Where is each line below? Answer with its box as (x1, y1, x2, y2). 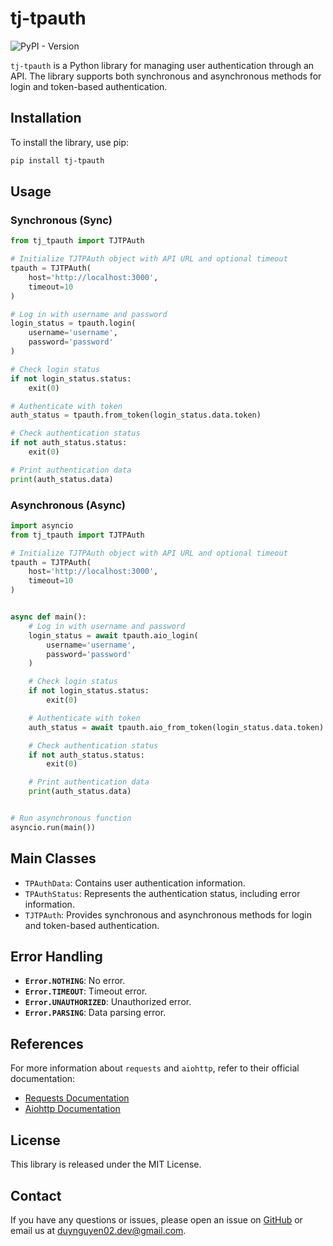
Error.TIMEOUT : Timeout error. (24, 985, 148, 997)
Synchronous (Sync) (10, 213, 113, 227)
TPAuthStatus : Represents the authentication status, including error (24, 887, 301, 899)
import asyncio (10, 520, 74, 531)
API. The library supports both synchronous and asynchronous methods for (10, 70, 322, 82)
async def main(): (10, 612, 87, 622)
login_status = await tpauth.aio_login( (28, 630, 199, 641)
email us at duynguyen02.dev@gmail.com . (10, 1224, 187, 1236)
